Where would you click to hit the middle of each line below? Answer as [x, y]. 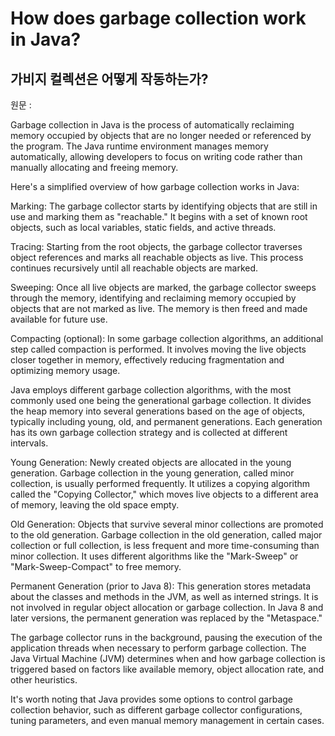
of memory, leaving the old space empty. [95, 505]
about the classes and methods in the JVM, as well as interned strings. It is [164, 596]
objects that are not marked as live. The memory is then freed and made [159, 308]
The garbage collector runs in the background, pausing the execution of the [166, 637]
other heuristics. [44, 680]
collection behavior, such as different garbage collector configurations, [156, 710]
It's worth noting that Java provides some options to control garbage [152, 699]
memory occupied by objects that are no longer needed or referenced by [161, 135]
